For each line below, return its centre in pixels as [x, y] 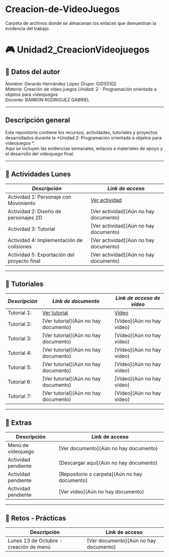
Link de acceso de [138, 298]
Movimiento [22, 203]
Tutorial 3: [20, 339]
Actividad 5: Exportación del [41, 255]
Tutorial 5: [20, 368]
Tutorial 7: [20, 396]
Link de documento [76, 301]
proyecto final [24, 261]
